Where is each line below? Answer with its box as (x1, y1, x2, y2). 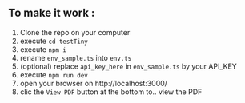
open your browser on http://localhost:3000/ (19, 78, 168, 88)
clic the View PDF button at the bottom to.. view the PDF (19, 87, 203, 97)
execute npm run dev (19, 69, 88, 79)
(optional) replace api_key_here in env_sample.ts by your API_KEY (19, 61, 238, 71)
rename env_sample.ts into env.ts (19, 53, 132, 62)
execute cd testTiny (19, 36, 88, 46)
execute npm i (19, 44, 66, 54)
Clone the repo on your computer (19, 27, 131, 37)
